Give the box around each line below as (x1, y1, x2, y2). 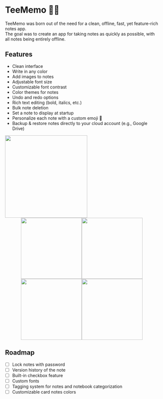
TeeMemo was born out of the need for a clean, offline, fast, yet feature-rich (5, 21, 158, 26)
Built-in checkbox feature (12, 372, 63, 378)
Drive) (12, 126, 25, 131)
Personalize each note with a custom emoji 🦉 (12, 115, 102, 121)
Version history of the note (12, 367, 66, 373)
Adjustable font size (12, 79, 53, 84)
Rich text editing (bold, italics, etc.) (12, 100, 82, 105)
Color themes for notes (12, 89, 59, 95)
